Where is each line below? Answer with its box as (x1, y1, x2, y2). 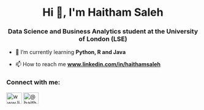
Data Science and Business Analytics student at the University (8, 27, 198, 36)
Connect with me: (6, 78, 61, 87)
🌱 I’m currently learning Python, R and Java (15, 49, 126, 56)
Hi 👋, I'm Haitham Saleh (42, 5, 164, 19)
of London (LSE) (78, 35, 127, 43)
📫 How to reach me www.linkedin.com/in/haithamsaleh (15, 61, 161, 68)
